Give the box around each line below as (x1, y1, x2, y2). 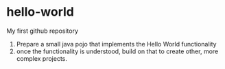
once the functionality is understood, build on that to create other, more (16, 47, 219, 55)
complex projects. (16, 54, 68, 62)
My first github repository (6, 27, 79, 35)
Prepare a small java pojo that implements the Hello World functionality (16, 40, 217, 48)
